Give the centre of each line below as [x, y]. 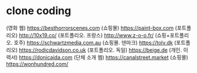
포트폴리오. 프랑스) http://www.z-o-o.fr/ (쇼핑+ [115, 35]
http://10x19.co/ [38, 35]
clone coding [39, 11]
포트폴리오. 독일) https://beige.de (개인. [136, 50]
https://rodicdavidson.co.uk [52, 50]
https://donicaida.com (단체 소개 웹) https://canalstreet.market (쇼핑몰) [104, 57]
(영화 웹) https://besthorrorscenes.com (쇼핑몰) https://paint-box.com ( [92, 28]
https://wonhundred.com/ [37, 64]
